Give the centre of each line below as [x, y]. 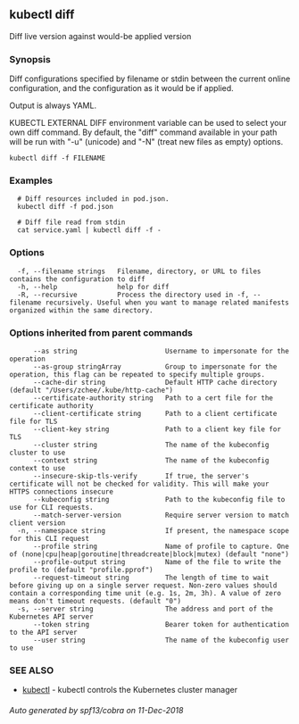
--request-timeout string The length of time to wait [151, 578]
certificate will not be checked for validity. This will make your [139, 484]
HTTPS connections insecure [62, 492]
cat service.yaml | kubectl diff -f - [90, 230]
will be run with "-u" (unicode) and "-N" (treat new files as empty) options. [146, 142]
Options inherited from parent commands [101, 332]
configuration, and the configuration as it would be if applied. [121, 88]
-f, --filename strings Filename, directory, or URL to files [139, 271]
